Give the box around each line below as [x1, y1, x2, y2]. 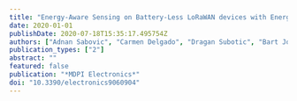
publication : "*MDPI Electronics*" [9, 70, 141, 79]
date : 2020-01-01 [9, 21, 73, 30]
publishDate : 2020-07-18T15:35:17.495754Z [9, 29, 168, 38]
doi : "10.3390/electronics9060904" [9, 78, 141, 87]
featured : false [9, 62, 69, 71]
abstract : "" [9, 54, 57, 62]
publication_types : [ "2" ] [9, 46, 104, 54]
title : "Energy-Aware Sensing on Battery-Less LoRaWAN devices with [9, 12, 267, 22]
